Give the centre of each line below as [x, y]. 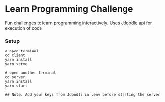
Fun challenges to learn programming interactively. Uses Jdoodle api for [79, 23]
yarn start [16, 86]
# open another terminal [31, 73]
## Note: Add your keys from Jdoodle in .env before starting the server [83, 95]
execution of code [23, 28]
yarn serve [16, 64]
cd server [15, 77]
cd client [15, 55]
